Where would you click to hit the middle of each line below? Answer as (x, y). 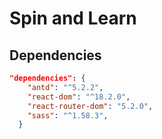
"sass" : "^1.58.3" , (68, 115)
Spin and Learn (73, 18)
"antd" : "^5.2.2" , (65, 87)
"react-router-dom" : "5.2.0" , (90, 106)
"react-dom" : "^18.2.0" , (79, 97)
